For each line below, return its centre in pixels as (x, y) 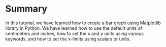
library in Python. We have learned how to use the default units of (74, 28)
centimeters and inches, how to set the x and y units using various (74, 33)
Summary (26, 9)
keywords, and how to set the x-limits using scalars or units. (68, 39)
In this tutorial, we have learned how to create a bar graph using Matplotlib (83, 23)
